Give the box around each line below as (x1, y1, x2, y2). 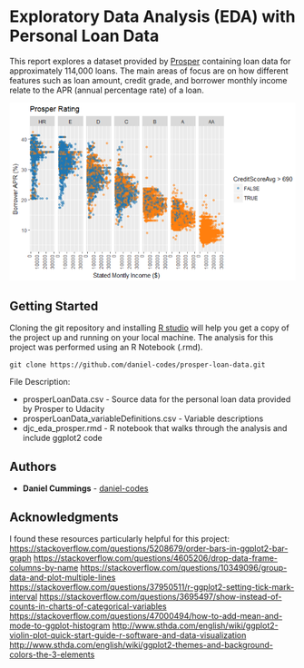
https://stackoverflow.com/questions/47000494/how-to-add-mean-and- (9, 611, 283, 621)
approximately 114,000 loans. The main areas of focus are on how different (9, 65, 289, 76)
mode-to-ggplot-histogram (9, 620, 111, 631)
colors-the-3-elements (9, 649, 95, 660)
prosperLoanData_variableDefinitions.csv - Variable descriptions (22, 413, 264, 424)
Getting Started (9, 298, 99, 314)
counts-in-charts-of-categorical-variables (9, 601, 167, 612)
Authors (9, 458, 57, 474)
